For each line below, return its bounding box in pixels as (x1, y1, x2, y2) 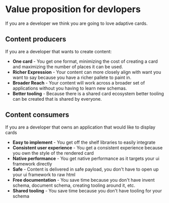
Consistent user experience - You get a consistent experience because (12, 144, 163, 150)
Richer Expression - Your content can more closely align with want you (12, 69, 161, 75)
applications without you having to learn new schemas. (12, 85, 127, 91)
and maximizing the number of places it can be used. (12, 63, 123, 69)
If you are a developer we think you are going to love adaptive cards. (5, 20, 148, 26)
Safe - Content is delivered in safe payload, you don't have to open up (12, 166, 159, 172)
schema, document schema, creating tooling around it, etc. (12, 182, 135, 188)
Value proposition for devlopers (5, 4, 141, 15)
